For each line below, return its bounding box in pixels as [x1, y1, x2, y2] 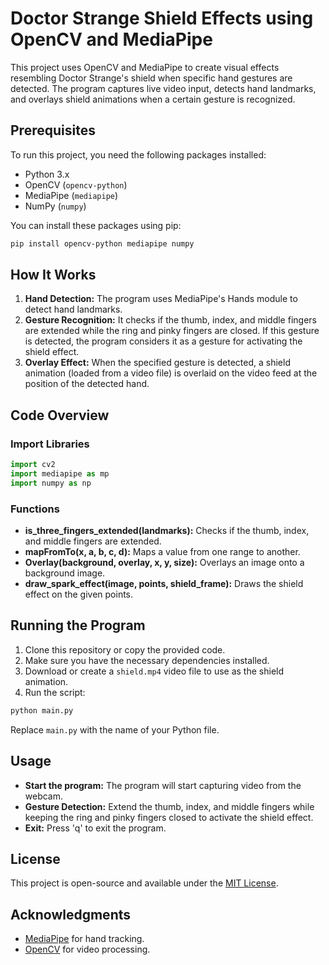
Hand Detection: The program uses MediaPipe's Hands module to [24, 293, 298, 305]
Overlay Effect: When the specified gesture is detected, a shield [24, 357, 291, 369]
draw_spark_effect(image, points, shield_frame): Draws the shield [24, 578, 304, 590]
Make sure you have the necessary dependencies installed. [24, 654, 270, 666]
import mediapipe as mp [10, 469, 110, 479]
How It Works [10, 267, 97, 284]
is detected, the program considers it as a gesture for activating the [24, 335, 303, 347]
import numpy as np [10, 478, 92, 488]
